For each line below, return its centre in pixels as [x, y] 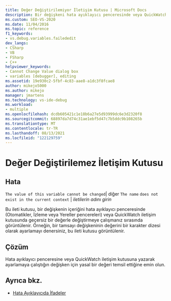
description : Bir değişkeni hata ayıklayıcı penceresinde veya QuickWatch [86, 15]
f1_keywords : [19, 34]
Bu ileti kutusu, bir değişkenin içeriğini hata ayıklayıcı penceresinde [76, 209]
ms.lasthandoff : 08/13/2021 [35, 133]
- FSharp [15, 57]
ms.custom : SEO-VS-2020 [31, 19]
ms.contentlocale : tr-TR [32, 128]
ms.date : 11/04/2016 [27, 24]
